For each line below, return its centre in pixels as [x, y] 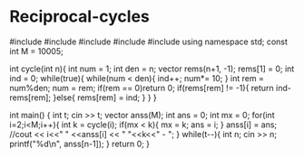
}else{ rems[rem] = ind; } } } [105, 98]
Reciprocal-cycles [79, 17]
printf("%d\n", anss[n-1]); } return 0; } [80, 144]
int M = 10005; [36, 51]
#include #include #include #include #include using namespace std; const [149, 42]
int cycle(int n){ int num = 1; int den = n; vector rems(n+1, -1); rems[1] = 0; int [152, 69]
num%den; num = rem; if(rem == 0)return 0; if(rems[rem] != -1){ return [142, 88]
